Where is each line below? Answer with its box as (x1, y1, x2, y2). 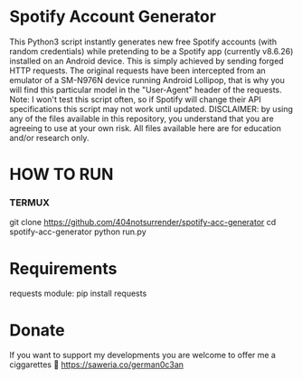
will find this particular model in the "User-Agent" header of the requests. (9, 84, 282, 95)
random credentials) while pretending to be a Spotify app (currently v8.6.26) (9, 45, 294, 56)
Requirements (9, 258, 118, 279)
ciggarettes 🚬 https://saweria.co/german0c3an (9, 359, 184, 370)
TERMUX (9, 196, 50, 209)
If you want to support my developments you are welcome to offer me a (9, 350, 276, 361)
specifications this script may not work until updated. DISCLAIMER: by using (9, 103, 294, 114)
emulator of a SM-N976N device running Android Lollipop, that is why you (9, 74, 285, 85)
